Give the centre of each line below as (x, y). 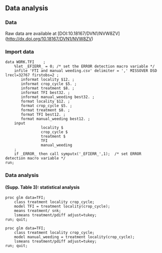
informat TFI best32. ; (45, 92)
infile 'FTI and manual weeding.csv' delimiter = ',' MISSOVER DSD (85, 70)
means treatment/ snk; (38, 211)
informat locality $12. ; (48, 79)
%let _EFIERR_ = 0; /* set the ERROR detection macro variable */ (84, 66)
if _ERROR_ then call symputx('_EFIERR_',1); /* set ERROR (78, 154)
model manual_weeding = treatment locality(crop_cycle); (75, 237)
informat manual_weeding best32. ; (58, 97)
